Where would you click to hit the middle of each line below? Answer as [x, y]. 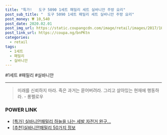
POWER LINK [21, 110]
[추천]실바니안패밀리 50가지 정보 [44, 128]
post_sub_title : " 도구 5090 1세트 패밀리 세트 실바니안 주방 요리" [70, 14]
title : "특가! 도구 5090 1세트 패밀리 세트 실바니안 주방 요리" [65, 10]
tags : [11, 47]
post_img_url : [20, 28]
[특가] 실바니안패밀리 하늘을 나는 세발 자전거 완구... [62, 121]
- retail [19, 42]
